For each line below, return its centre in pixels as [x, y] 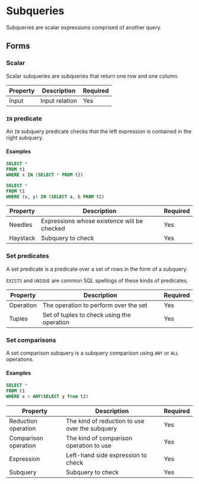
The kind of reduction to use [105, 421]
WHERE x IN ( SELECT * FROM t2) [45, 175]
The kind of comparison [99, 438]
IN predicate [24, 118]
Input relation [59, 100]
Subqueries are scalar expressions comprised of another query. [84, 27]
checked [53, 229]
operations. [20, 359]
